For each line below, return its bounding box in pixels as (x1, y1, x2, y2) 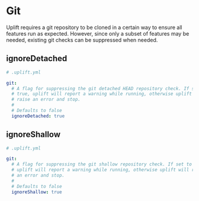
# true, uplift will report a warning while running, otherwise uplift (11, 91, 192, 97)
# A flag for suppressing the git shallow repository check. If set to (11, 161, 192, 167)
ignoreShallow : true (11, 189, 62, 195)
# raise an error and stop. (11, 97, 81, 103)
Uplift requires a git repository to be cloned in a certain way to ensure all (6, 24, 182, 31)
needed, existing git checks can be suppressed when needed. (6, 36, 158, 43)
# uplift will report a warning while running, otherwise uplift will (11, 167, 190, 173)
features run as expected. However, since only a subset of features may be (6, 30, 190, 37)
